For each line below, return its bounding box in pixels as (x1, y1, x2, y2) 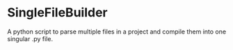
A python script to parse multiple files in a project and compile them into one (7, 27, 227, 36)
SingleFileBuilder (7, 5, 108, 21)
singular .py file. (7, 34, 54, 42)
